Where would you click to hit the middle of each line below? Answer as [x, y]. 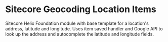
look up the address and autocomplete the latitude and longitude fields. [80, 34]
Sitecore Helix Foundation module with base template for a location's [77, 23]
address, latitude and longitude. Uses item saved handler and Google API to [84, 28]
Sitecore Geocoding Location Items [81, 9]
